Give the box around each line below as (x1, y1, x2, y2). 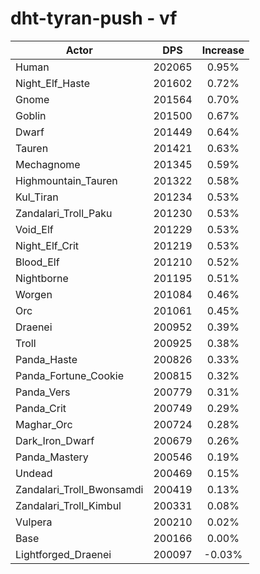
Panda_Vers (15, 385, 71, 399)
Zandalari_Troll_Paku (15, 206, 113, 220)
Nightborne (15, 271, 69, 285)
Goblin (15, 108, 47, 122)
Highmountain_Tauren (15, 173, 118, 187)
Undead (15, 466, 53, 480)
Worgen (15, 287, 53, 301)
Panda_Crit (15, 401, 67, 415)
